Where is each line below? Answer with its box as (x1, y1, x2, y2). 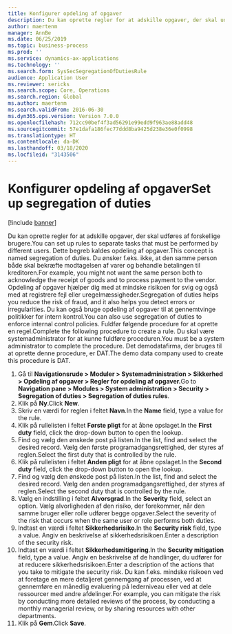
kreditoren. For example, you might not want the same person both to (8, 268, 202, 277)
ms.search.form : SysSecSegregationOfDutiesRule (8, 68, 147, 75)
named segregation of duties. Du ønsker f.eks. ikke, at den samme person (8, 253, 218, 262)
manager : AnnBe (8, 29, 52, 37)
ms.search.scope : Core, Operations (8, 87, 110, 94)
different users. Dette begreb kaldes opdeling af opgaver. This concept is (8, 246, 214, 255)
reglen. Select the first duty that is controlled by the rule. (17, 450, 177, 459)
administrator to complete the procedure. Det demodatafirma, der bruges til (8, 341, 222, 350)
